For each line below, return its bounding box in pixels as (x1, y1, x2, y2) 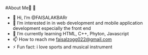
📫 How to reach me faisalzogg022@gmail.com (12, 36, 112, 42)
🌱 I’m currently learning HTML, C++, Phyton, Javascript (12, 31, 129, 36)
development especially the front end (12, 25, 92, 31)
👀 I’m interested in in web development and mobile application (12, 20, 143, 26)
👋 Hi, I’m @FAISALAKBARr (12, 15, 68, 20)
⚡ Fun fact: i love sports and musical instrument (12, 44, 113, 50)
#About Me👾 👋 (5, 5, 36, 11)
